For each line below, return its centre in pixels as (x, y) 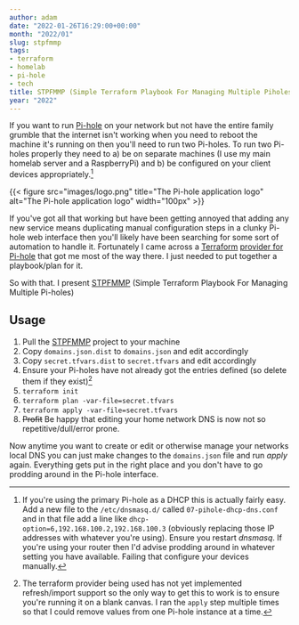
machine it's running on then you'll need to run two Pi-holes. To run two (141, 144)
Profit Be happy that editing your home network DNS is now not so (144, 418)
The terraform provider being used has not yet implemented (132, 583)
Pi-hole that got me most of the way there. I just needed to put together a (143, 256)
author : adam (33, 17)
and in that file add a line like (74, 518)
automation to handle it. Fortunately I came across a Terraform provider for (146, 247)
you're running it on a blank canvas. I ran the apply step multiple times (150, 602)
